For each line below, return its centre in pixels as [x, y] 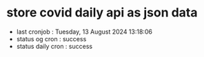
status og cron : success [51, 38]
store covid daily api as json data [102, 13]
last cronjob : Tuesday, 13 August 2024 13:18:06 [84, 32]
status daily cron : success [54, 46]
